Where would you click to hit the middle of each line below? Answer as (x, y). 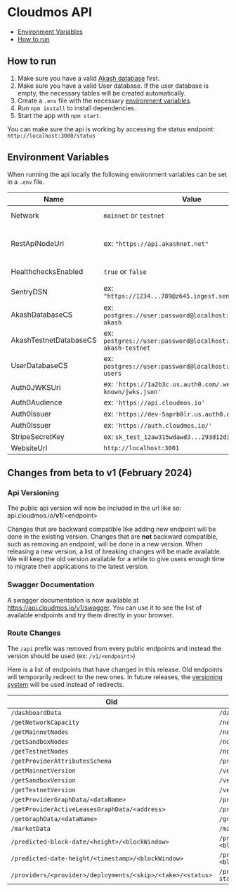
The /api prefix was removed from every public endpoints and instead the (114, 648)
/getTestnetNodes (40, 751)
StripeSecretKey (38, 436)
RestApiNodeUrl (38, 243)
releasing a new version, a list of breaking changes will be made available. (114, 551)
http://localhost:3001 (142, 448)
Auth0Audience (37, 402)
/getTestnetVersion (43, 790)
